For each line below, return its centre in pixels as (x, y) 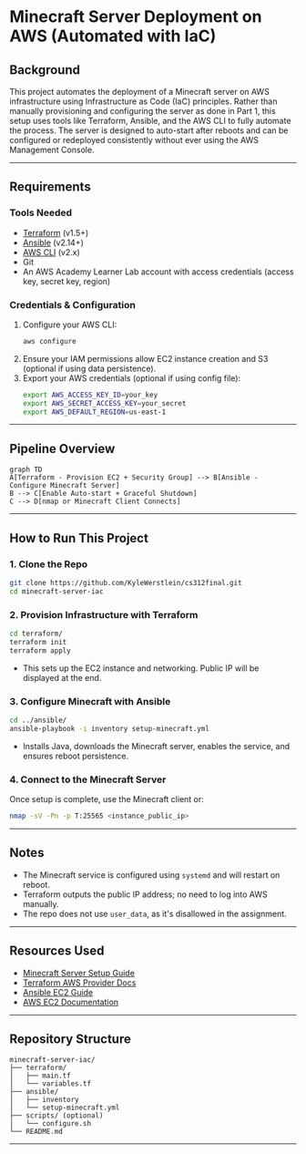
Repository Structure (71, 1039)
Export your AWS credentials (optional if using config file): (132, 378)
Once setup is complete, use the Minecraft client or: (107, 799)
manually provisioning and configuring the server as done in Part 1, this (143, 111)
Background (45, 70)
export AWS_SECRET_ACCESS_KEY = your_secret (104, 403)
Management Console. (52, 149)
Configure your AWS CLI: (70, 325)
